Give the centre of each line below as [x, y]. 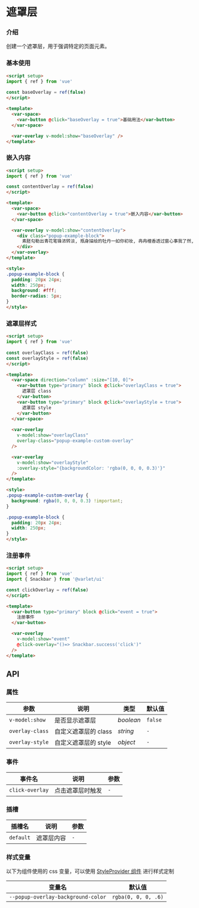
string [126, 731]
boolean [129, 720]
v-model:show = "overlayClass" [53, 435]
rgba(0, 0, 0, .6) [138, 897]
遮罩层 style [36, 407]
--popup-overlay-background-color [58, 897]
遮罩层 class [36, 391]
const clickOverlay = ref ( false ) [47, 590]
